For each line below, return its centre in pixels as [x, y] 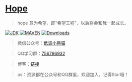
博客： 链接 [28, 64]
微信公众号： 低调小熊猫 [41, 43]
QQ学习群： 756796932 [41, 53]
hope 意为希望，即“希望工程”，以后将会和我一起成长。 [73, 23]
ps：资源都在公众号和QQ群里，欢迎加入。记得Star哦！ [73, 74]
